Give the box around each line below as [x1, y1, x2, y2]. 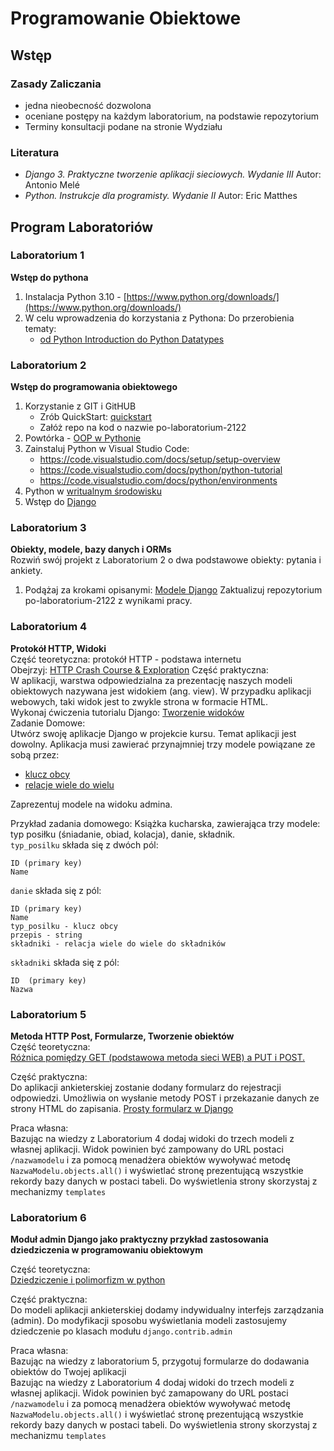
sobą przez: [10, 748, 60, 761]
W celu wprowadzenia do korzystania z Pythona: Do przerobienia [24, 312, 295, 324]
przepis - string [10, 930, 83, 940]
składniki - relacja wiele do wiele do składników [10, 938, 226, 949]
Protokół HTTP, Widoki [10, 642, 107, 654]
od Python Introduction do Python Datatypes [39, 333, 225, 345]
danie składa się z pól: [10, 884, 102, 896]
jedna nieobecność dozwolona [24, 99, 152, 111]
